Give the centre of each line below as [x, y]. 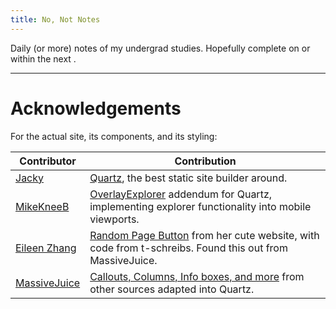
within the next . [43, 58]
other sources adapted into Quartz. [172, 289]
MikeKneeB [42, 206]
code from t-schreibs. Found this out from [188, 248]
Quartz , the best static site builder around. [188, 178]
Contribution [205, 161]
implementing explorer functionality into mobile [200, 206]
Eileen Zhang [46, 248]
